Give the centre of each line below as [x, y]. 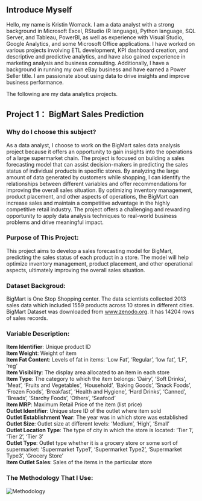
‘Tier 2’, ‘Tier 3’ [25, 436]
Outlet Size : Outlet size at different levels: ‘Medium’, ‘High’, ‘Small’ [88, 424]
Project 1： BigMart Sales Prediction [75, 114]
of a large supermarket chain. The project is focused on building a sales [96, 158]
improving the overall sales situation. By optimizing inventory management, [99, 190]
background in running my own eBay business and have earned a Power [96, 69]
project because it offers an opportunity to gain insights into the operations [99, 152]
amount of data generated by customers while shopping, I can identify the [98, 177]
